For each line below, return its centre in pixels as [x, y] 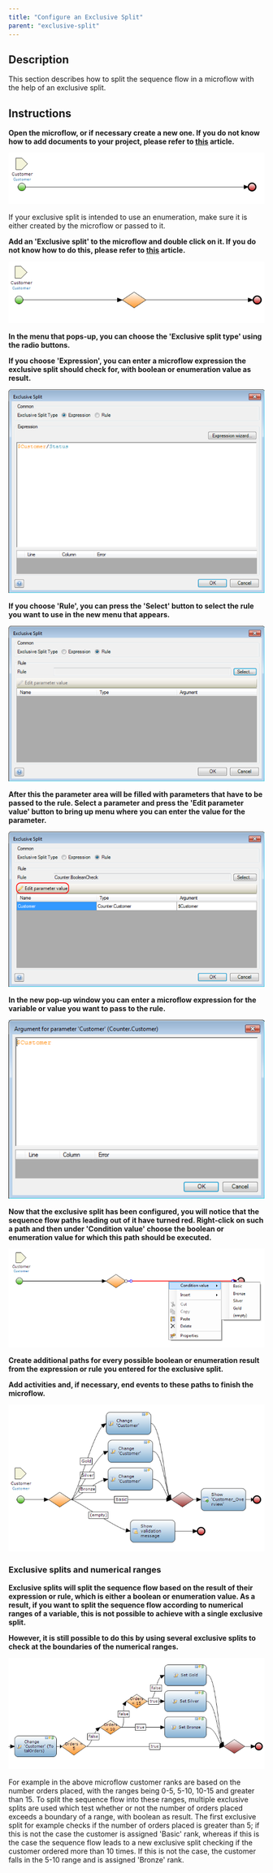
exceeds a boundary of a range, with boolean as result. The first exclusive [132, 1817]
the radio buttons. [39, 345]
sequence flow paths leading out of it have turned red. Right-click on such [136, 1220]
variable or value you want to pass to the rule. [87, 1008]
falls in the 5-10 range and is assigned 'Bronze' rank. [96, 1860]
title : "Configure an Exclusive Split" [76, 17]
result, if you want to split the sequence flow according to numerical [126, 1605]
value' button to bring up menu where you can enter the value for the [127, 811]
